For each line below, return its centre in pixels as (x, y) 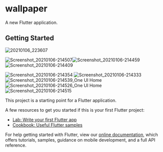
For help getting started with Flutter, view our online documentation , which (82, 135)
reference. (16, 145)
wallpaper (26, 9)
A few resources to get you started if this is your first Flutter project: (75, 110)
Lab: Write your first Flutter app (45, 120)
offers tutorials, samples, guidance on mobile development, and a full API (80, 140)
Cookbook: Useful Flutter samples (47, 125)
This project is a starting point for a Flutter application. (61, 100)
